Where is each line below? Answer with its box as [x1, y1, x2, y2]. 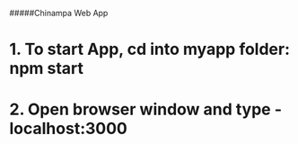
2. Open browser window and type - [9, 99, 283, 120]
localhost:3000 [9, 119, 127, 139]
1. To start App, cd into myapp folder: [9, 40, 290, 59]
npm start [9, 58, 83, 79]
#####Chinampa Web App [9, 8, 109, 18]
